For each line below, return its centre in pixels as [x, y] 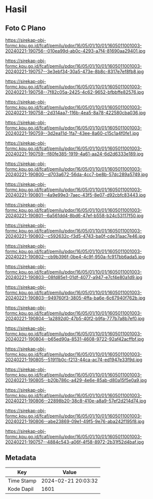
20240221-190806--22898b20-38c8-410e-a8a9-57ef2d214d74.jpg [76, 401]
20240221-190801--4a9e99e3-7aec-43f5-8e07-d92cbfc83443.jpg [75, 195]
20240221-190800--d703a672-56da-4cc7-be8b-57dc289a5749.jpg [76, 174]
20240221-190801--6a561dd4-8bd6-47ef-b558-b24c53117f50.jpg [74, 216]
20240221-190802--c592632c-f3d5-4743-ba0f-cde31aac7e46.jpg [75, 236]
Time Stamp [22, 481]
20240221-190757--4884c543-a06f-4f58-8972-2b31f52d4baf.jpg [74, 442]
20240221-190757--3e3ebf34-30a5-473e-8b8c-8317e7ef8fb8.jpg [74, 71]
